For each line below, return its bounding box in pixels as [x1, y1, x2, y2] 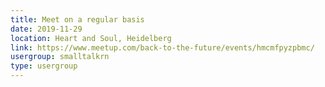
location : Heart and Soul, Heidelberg [10, 33, 172, 43]
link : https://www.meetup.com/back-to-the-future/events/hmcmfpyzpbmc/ [10, 42, 315, 53]
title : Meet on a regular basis [10, 14, 145, 25]
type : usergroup [10, 61, 78, 71]
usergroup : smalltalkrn [10, 52, 110, 62]
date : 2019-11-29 [10, 24, 83, 34]
